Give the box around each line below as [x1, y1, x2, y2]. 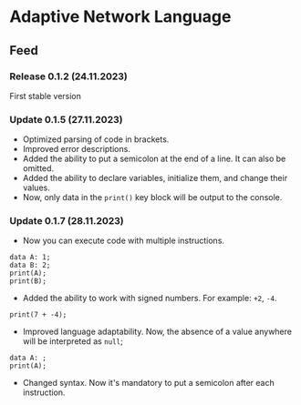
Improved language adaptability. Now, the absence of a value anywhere [22, 326, 292, 338]
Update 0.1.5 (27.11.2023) [9, 113, 123, 126]
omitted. [22, 163, 55, 174]
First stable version [9, 90, 82, 101]
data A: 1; [9, 253, 51, 262]
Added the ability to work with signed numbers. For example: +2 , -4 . [22, 293, 277, 304]
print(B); [9, 277, 47, 286]
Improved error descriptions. [22, 144, 130, 155]
